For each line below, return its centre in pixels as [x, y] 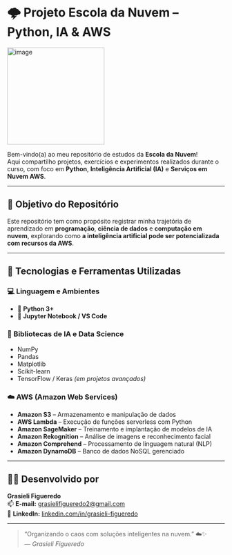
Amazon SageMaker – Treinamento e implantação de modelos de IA [115, 429]
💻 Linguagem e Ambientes [54, 291]
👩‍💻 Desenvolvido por [53, 479]
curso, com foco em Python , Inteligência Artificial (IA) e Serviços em [107, 168]
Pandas [28, 356]
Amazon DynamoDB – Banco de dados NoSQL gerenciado [101, 451]
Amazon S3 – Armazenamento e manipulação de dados [96, 415]
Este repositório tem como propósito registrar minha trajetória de [99, 221]
